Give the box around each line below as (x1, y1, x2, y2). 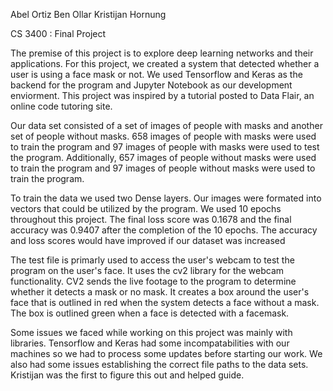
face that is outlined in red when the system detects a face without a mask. (10, 297, 320, 308)
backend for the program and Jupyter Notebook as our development (10, 79, 293, 91)
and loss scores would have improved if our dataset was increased (10, 235, 286, 246)
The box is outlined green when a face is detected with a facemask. (10, 307, 290, 319)
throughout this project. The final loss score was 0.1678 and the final (10, 214, 292, 225)
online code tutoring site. (10, 100, 113, 112)
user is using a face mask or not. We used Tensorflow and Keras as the (10, 69, 303, 80)
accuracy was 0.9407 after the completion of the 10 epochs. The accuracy (10, 224, 318, 236)
